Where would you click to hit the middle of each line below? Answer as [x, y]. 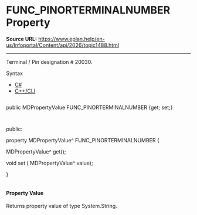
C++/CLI [25, 91]
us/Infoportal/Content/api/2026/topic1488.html [62, 45]
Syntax [15, 73]
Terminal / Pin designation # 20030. [49, 62]
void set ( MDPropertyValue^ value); [50, 163]
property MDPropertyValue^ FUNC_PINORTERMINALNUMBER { [83, 140]
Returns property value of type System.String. [62, 206]
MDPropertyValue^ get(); [36, 151]
